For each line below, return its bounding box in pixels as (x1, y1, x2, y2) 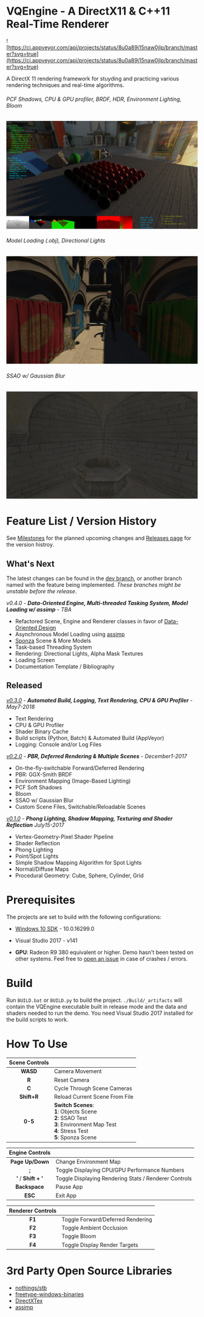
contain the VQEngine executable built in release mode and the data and (6, 1003, 187, 1010)
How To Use (6, 1037, 68, 1051)
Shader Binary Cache (15, 728, 69, 735)
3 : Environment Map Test (53, 1121, 117, 1129)
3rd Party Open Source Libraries (6, 1264, 172, 1278)
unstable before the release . (6, 588, 77, 595)
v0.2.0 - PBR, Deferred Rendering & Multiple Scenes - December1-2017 (6, 752, 187, 759)
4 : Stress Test (53, 1127, 89, 1135)
